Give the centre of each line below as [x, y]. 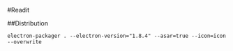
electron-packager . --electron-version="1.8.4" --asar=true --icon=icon [117, 36]
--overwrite [24, 42]
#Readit [18, 10]
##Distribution [28, 23]
